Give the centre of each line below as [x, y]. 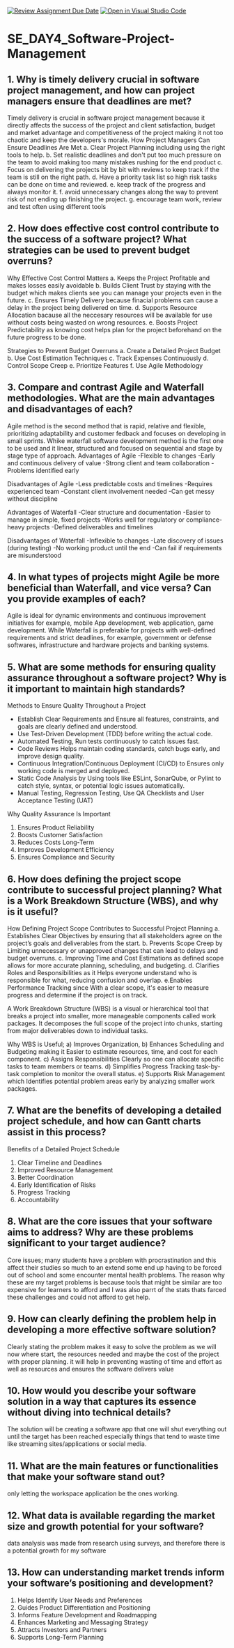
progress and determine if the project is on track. [78, 995]
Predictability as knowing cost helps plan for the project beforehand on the [115, 329]
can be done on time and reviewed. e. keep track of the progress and [107, 184]
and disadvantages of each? [70, 409]
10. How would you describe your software [102, 1391]
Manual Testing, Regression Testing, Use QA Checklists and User [111, 793]
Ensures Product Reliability [56, 827]
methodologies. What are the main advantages [111, 398]
